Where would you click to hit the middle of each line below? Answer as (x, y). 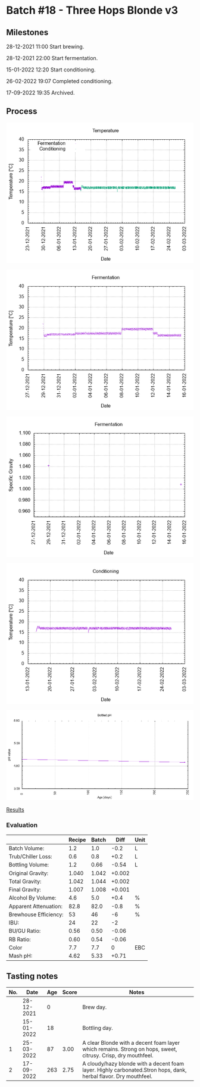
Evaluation (22, 825)
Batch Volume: (26, 848)
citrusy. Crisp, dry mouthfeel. (118, 1055)
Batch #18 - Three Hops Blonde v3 (92, 10)
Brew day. (95, 1007)
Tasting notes (32, 976)
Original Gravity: (29, 873)
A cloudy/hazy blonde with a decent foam (133, 1063)
